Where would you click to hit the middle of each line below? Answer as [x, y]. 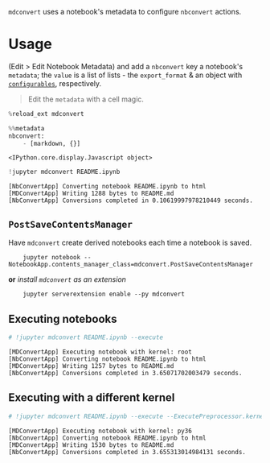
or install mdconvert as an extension [67, 279]
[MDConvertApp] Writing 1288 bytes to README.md [91, 194]
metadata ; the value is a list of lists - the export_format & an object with [125, 75]
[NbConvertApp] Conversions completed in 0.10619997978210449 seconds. [131, 200]
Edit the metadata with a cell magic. [86, 99]
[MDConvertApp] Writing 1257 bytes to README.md [91, 366]
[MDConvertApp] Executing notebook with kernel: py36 [100, 431]
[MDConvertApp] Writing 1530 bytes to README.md [91, 445]
